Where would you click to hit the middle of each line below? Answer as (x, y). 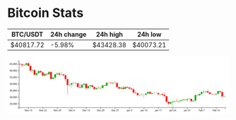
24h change (69, 35)
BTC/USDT (28, 35)
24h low (149, 35)
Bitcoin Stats (46, 13)
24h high (110, 35)
